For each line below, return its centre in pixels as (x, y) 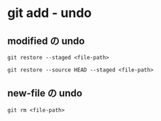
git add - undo (50, 13)
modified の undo (46, 41)
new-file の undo (45, 93)
